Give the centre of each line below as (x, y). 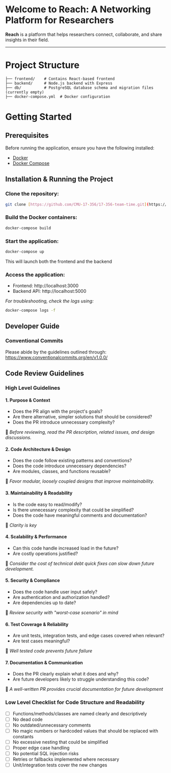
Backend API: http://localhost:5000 (49, 291)
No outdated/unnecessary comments (52, 725)
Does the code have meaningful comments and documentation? (80, 515)
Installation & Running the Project (59, 179)
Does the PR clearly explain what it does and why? (65, 674)
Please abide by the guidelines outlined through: (56, 352)
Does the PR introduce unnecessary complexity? (64, 422)
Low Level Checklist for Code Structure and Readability (75, 703)
